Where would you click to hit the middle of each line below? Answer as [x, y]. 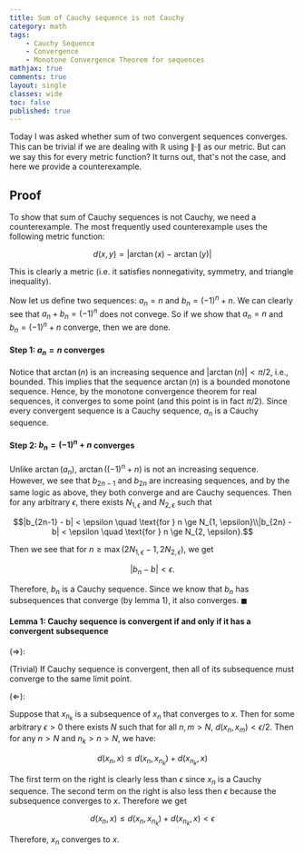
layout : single [38, 85]
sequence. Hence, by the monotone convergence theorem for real [133, 392]
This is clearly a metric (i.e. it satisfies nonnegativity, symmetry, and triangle [152, 272]
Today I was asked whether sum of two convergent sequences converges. [149, 136]
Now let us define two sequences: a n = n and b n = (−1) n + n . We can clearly [151, 301]
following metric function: [57, 236]
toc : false [30, 102]
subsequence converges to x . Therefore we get [98, 801]
